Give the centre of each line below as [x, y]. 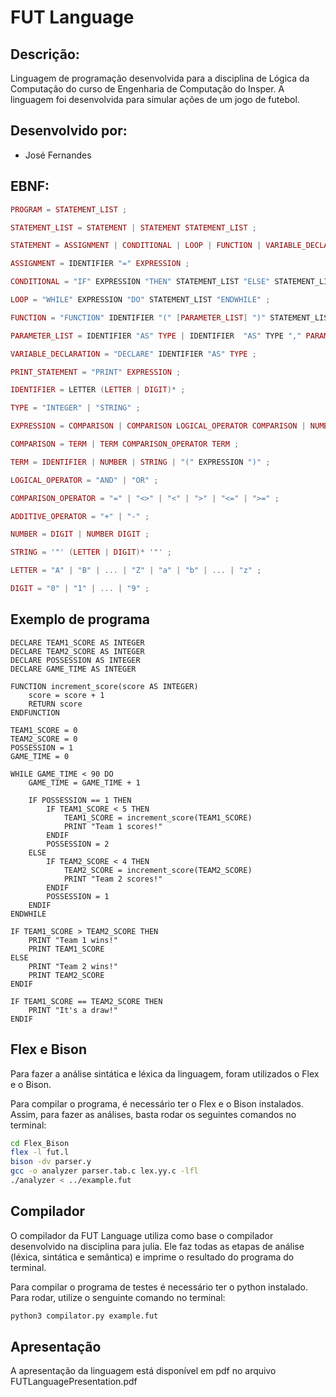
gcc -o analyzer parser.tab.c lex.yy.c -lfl [104, 1171]
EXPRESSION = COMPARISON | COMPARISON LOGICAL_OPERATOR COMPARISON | [158, 426]
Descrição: [45, 54]
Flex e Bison [49, 1049]
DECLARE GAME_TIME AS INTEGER [73, 669]
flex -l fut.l [40, 1152]
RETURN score [55, 704]
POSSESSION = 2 [78, 844]
